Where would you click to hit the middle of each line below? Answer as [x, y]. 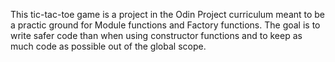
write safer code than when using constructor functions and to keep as [156, 35]
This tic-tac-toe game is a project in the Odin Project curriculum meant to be [168, 14]
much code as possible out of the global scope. [108, 46]
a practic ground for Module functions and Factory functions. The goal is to [165, 25]
